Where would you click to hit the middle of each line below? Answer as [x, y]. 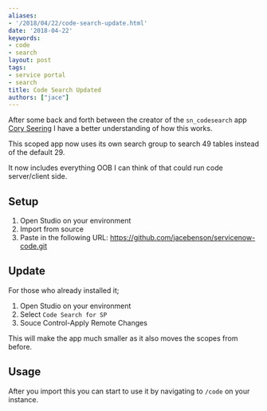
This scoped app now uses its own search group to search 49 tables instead [133, 144]
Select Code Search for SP [63, 314]
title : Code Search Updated [55, 90]
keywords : [25, 38]
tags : [17, 68]
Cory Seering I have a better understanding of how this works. [110, 128]
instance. [24, 399]
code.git [33, 246]
